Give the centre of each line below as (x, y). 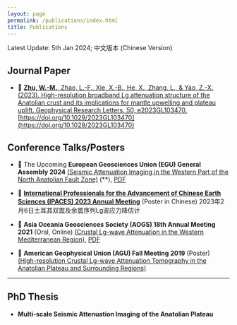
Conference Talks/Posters (66, 147)
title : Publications (38, 27)
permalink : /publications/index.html (63, 20)
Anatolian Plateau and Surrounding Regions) (82, 268)
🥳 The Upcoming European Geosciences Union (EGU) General (109, 164)
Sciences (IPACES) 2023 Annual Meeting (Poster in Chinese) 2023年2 (121, 201)
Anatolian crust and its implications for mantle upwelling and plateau (117, 102)
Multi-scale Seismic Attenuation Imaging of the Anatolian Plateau (115, 314)
